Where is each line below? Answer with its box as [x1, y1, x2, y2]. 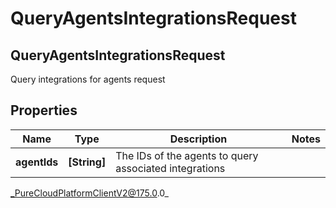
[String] [68, 155, 107, 169]
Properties [10, 102, 78, 119]
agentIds [15, 155, 59, 169]
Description [169, 132, 228, 146]
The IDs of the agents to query [115, 148, 259, 162]
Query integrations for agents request [10, 73, 166, 85]
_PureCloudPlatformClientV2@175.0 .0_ [10, 187, 169, 199]
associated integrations [115, 161, 226, 175]
